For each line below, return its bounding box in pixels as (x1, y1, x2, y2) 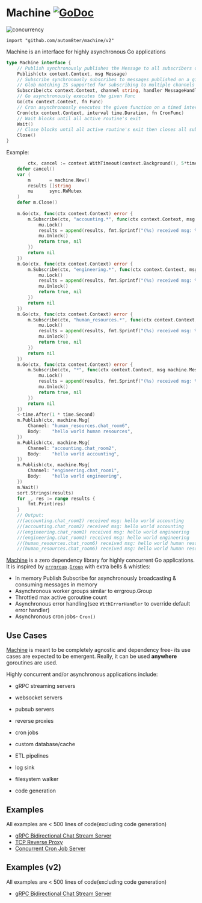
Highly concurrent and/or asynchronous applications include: (6, 670, 158, 678)
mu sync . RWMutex (28, 188, 82, 195)
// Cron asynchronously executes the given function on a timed (17, 104, 182, 111)
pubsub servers (14, 706, 54, 713)
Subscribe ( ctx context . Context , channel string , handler (17, 88, 163, 94)
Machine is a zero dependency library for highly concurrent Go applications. (6, 556, 195, 564)
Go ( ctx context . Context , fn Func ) (17, 99, 103, 105)
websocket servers (14, 694, 63, 701)
